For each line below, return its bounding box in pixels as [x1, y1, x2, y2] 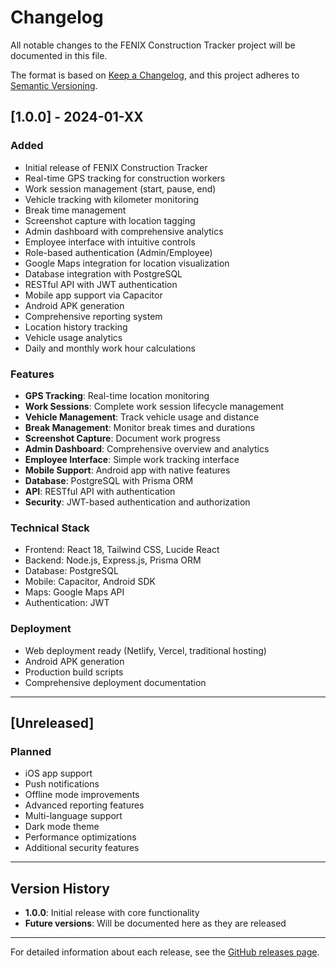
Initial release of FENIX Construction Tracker [24, 161, 208, 173]
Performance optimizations [24, 831, 137, 843]
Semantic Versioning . [10, 79, 98, 91]
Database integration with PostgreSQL [24, 267, 183, 280]
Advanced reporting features [24, 799, 145, 811]
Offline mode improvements [24, 789, 140, 801]
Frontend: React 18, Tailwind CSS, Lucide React [24, 544, 220, 556]
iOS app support [24, 767, 93, 780]
